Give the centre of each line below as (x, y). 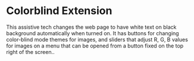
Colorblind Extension (59, 11)
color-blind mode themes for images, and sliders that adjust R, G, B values (97, 39)
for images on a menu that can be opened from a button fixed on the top (95, 46)
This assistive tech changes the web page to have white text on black (91, 27)
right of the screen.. (30, 52)
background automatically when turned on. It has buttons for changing (93, 33)
